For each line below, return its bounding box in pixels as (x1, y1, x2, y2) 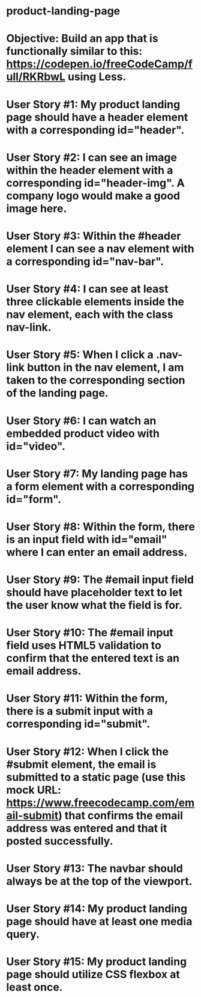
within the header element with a (6, 163, 173, 177)
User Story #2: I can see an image (6, 150, 177, 164)
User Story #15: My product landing (6, 955, 187, 969)
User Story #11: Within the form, (6, 692, 168, 706)
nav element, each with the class (6, 308, 173, 322)
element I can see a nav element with (6, 242, 194, 255)
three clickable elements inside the (6, 295, 185, 309)
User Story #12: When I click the (6, 745, 169, 758)
